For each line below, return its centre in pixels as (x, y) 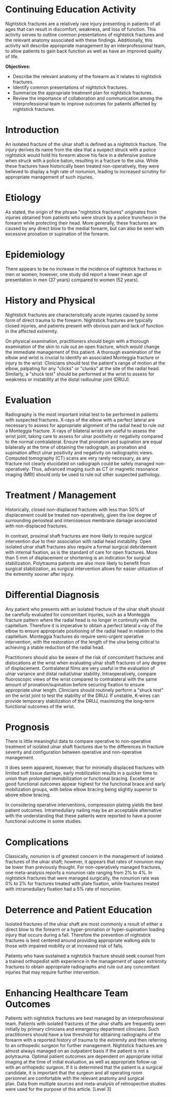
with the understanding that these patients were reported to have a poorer (83, 816)
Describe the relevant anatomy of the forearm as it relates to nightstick (87, 76)
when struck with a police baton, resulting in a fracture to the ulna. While (82, 160)
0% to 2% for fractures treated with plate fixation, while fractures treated (82, 884)
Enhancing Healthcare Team (67, 993)
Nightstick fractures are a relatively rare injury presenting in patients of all (83, 24)
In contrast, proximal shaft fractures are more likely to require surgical (79, 536)
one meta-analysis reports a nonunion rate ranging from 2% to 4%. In (79, 873)
